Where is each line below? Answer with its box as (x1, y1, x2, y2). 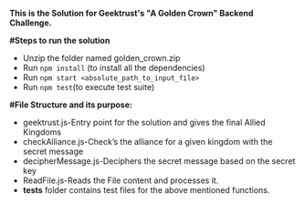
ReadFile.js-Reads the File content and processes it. (22, 175, 219, 186)
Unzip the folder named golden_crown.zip (22, 53, 181, 63)
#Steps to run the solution (9, 36, 110, 46)
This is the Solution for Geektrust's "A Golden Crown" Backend (9, 8, 254, 18)
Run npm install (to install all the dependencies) (22, 63, 205, 73)
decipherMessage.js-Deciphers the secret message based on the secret (22, 156, 296, 167)
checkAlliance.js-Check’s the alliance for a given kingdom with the (22, 137, 273, 147)
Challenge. (9, 17, 52, 28)
